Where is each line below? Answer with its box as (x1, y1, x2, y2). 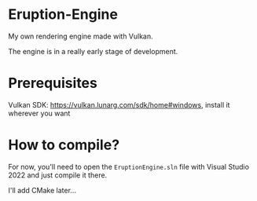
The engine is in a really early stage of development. (8, 46, 178, 56)
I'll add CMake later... (8, 185, 77, 195)
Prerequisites (8, 75, 98, 92)
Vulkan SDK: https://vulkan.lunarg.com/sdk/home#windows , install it (8, 100, 230, 109)
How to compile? (8, 136, 120, 154)
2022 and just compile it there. (8, 170, 108, 180)
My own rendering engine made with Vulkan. (8, 31, 153, 41)
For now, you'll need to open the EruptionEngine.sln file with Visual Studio (8, 162, 250, 171)
